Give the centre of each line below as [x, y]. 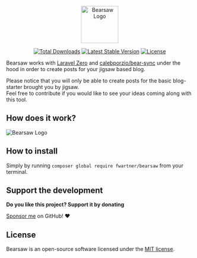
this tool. [17, 100]
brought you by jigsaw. [51, 87]
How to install [32, 151]
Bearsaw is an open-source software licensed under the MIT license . [90, 249]
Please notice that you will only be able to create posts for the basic [89, 81]
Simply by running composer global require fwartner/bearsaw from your [95, 165]
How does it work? [41, 118]
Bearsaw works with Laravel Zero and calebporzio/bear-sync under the [93, 63]
